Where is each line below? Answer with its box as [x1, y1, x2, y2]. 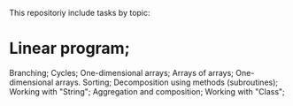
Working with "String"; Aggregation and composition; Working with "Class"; [9, 86, 285, 96]
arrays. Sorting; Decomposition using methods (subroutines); [55, 77, 279, 87]
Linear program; [9, 39, 130, 58]
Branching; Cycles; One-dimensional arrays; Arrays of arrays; [9, 67, 235, 78]
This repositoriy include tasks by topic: [9, 8, 150, 18]
